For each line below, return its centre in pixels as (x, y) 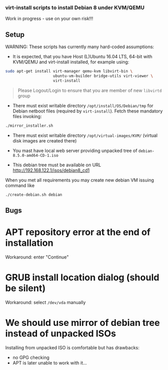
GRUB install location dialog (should (82, 277)
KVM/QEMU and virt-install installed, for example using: (71, 62)
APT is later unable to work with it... (50, 363)
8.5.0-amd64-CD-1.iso (35, 155)
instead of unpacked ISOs (61, 333)
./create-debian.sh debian (34, 195)
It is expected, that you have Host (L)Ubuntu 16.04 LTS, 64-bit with (82, 57)
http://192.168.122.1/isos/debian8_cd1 (51, 170)
